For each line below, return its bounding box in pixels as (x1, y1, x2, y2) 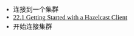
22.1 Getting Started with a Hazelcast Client (13, 13, 128, 21)
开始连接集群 (13, 23, 52, 31)
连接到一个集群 (13, 6, 58, 13)
